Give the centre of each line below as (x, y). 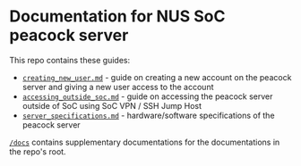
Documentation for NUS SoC (117, 17)
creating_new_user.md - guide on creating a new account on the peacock (157, 77)
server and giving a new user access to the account (118, 87)
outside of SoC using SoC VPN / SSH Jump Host (112, 105)
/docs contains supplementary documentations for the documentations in (145, 142)
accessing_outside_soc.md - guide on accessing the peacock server (147, 96)
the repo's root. (38, 151)
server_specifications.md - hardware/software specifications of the (148, 115)
